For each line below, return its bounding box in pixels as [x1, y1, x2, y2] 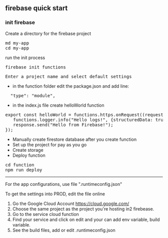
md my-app [5, 40, 29, 46]
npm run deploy [5, 167, 42, 172]
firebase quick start [5, 4, 68, 13]
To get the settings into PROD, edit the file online [5, 190, 105, 197]
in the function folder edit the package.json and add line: [12, 83, 129, 89]
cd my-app [5, 45, 29, 51]
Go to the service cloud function [12, 211, 79, 217]
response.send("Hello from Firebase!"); [13, 122, 113, 127]
